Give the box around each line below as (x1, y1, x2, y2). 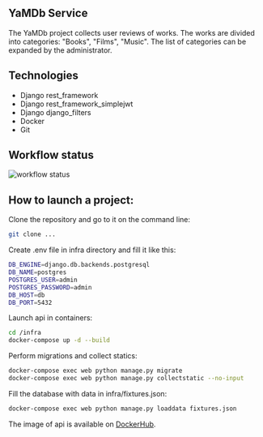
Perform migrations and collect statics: (8, 351, 138, 361)
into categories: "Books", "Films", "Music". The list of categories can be (8, 36, 247, 46)
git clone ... (8, 230, 57, 238)
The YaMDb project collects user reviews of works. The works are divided (8, 28, 255, 37)
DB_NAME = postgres (8, 268, 67, 276)
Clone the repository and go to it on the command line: (8, 215, 191, 225)
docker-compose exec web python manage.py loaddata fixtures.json (8, 405, 237, 413)
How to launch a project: (8, 193, 134, 207)
